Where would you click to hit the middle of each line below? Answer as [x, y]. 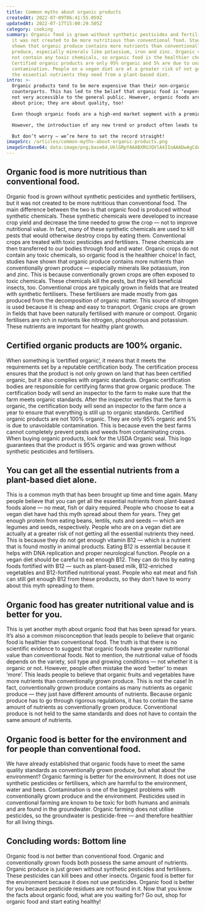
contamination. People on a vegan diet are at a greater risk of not [102, 69]
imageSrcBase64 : [27, 147]
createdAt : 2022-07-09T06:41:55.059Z [54, 18]
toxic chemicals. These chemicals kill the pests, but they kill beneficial [94, 281]
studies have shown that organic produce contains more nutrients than [95, 261]
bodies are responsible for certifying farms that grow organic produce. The [101, 386]
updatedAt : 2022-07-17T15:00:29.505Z [54, 23]
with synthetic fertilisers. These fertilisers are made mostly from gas [92, 293]
